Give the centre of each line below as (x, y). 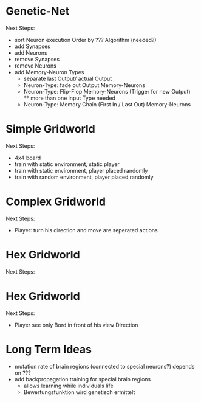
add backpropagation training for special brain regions (83, 379)
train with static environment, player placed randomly (81, 170)
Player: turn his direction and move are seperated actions (86, 230)
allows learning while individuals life (68, 386)
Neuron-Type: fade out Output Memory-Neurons (84, 85)
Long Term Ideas (49, 349)
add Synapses (32, 46)
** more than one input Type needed (70, 98)
